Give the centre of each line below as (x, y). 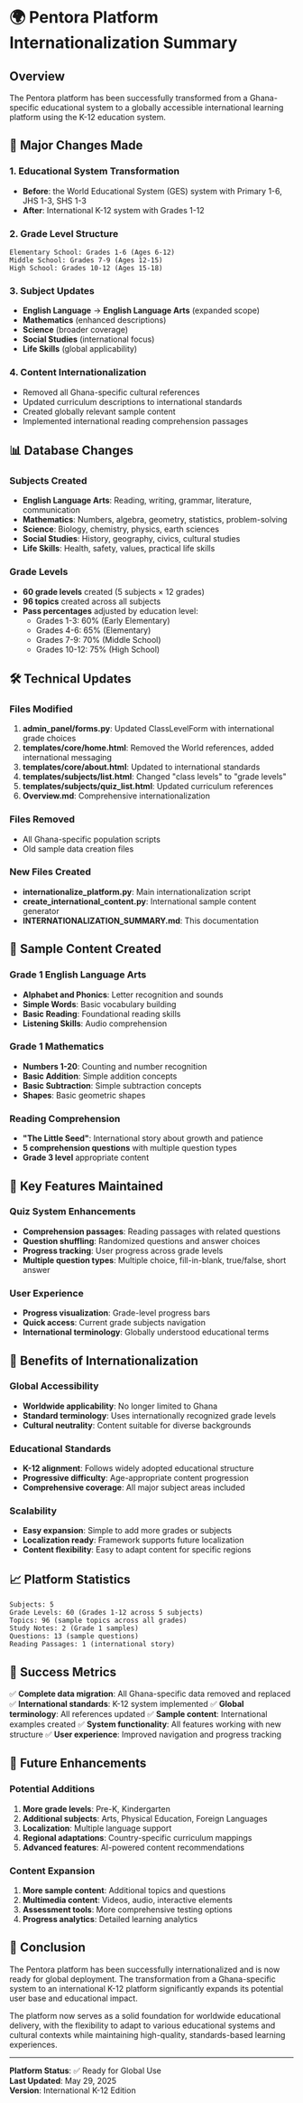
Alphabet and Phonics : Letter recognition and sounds (123, 995)
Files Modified (41, 709)
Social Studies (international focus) (88, 339)
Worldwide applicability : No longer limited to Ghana (120, 1406)
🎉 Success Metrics (63, 1672)
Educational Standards (60, 1448)
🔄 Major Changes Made (76, 146)
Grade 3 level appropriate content (86, 1157)
